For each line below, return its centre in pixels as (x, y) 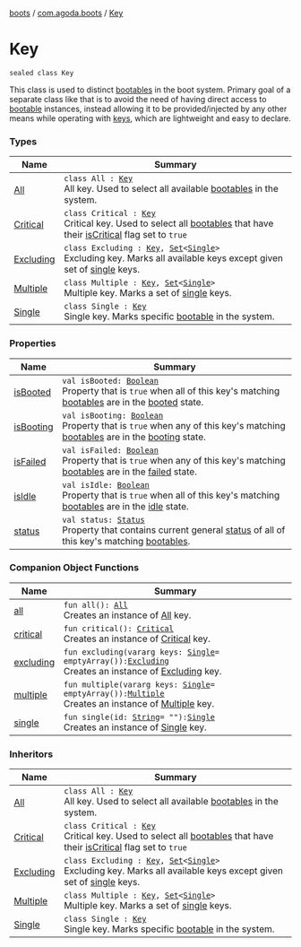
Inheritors (31, 754)
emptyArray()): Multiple (114, 693)
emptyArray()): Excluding (116, 661)
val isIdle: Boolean (106, 485)
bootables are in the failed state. (129, 472)
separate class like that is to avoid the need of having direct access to (138, 99)
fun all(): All (95, 605)
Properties (33, 343)
